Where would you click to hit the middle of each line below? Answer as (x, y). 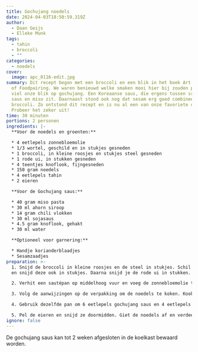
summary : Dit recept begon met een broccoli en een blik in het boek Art (99, 83)
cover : (14, 72)
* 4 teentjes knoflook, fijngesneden (58, 165)
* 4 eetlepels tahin (37, 175)
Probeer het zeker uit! (40, 110)
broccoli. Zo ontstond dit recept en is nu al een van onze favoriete (100, 104)
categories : (21, 61)
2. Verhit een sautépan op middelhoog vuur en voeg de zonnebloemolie (100, 283)
